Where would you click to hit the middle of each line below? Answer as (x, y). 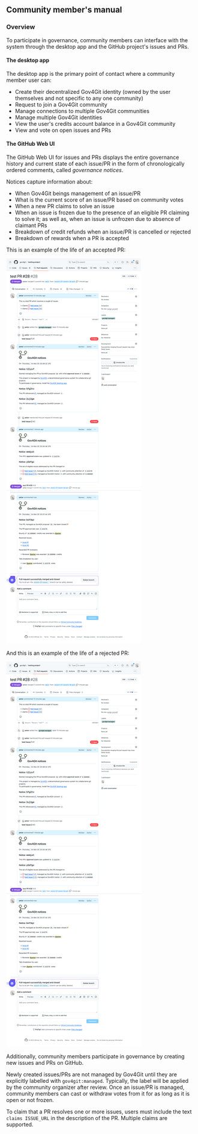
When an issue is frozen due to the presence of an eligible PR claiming (102, 212)
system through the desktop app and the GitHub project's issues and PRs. (97, 46)
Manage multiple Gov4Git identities (58, 117)
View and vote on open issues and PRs (63, 130)
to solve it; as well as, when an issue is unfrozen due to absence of (98, 219)
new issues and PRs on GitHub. (45, 1063)
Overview (21, 27)
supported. (20, 1124)
